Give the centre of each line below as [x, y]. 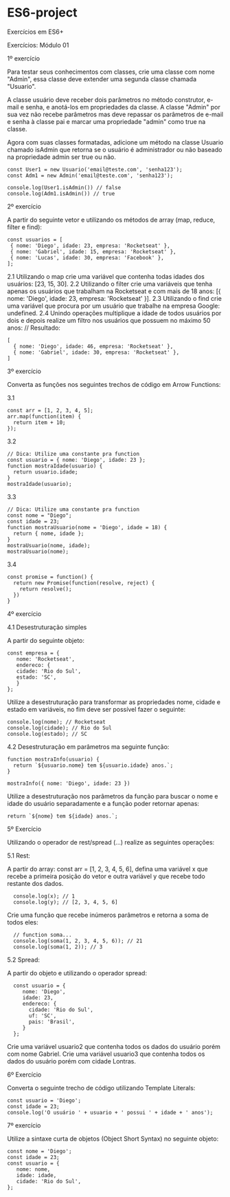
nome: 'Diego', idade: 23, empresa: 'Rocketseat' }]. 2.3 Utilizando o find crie [114, 298]
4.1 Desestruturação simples [47, 627]
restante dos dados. [35, 883]
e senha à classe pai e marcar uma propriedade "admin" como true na [106, 121]
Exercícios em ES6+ [35, 32]
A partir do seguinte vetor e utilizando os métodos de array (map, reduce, [111, 220]
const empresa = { [33, 653]
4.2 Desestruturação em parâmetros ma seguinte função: [88, 746]
